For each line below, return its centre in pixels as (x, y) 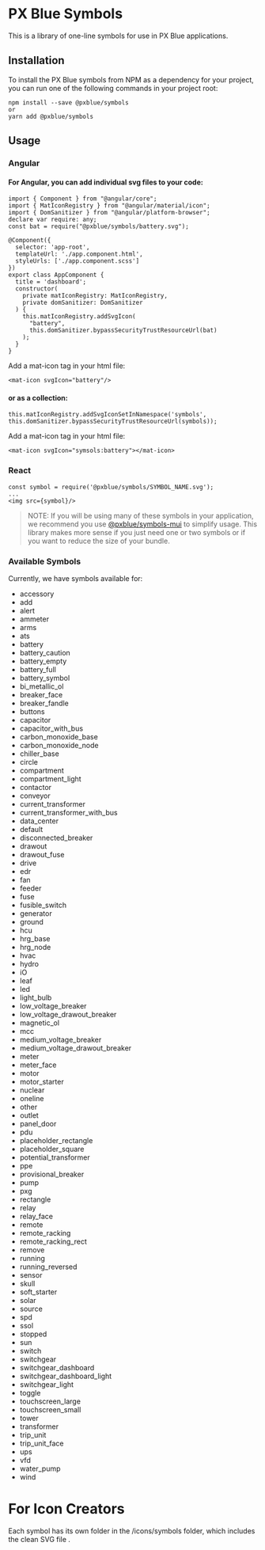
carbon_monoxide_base (59, 737)
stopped (33, 1334)
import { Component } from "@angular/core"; (83, 199)
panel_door (38, 1124)
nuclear (32, 1090)
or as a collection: (38, 397)
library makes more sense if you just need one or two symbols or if (136, 532)
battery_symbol (45, 678)
